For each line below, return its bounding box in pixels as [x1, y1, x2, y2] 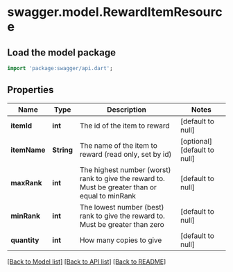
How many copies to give [79, 235, 162, 245]
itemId [10, 121, 33, 130]
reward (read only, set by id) [79, 149, 172, 159]
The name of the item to [79, 140, 158, 150]
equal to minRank [79, 191, 137, 201]
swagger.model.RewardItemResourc [7, 4, 223, 20]
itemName [10, 145, 46, 155]
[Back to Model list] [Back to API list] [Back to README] [7, 257, 166, 266]
